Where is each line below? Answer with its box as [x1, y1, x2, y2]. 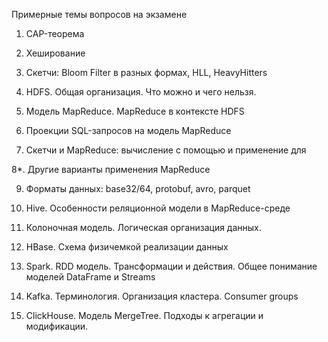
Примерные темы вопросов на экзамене [11, 9, 188, 20]
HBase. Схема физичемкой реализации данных [25, 241, 229, 253]
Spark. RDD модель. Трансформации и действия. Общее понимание [25, 260, 318, 272]
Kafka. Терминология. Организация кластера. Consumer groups [25, 290, 299, 302]
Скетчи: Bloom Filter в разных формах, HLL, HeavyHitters [25, 67, 268, 78]
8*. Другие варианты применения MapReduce [11, 164, 211, 175]
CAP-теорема [25, 28, 85, 39]
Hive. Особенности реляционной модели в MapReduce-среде [25, 202, 291, 214]
